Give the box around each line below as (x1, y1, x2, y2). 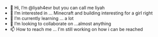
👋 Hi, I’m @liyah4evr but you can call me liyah (10, 5, 105, 10)
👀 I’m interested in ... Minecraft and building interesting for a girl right (10, 10, 153, 16)
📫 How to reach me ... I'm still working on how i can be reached (10, 26, 143, 32)
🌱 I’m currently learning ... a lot (10, 15, 74, 21)
